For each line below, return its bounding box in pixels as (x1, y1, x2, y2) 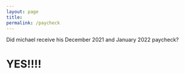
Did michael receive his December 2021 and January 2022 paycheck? (6, 36, 179, 44)
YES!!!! (6, 57, 42, 70)
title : (6, 14, 23, 20)
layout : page (6, 8, 39, 15)
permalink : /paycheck (6, 20, 60, 26)
